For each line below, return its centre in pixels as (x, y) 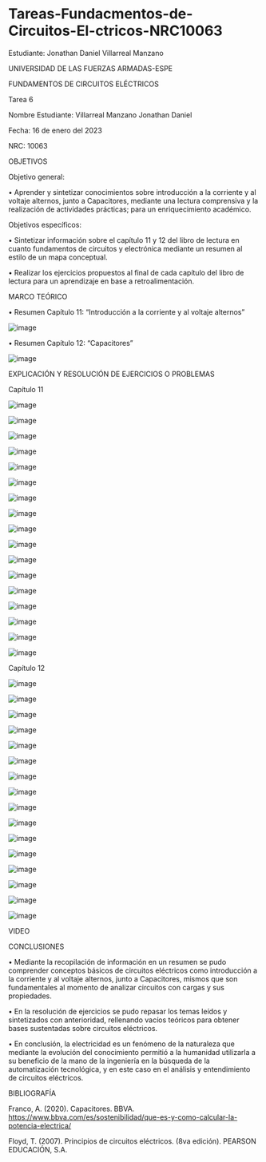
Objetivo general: (37, 176)
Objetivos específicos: (45, 224)
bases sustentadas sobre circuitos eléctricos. (83, 1028)
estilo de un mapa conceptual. (58, 257)
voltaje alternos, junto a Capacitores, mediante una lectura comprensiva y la (133, 200)
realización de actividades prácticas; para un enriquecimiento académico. (130, 209)
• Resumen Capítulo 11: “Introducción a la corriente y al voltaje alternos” (127, 311)
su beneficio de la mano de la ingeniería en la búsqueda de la (109, 1061)
